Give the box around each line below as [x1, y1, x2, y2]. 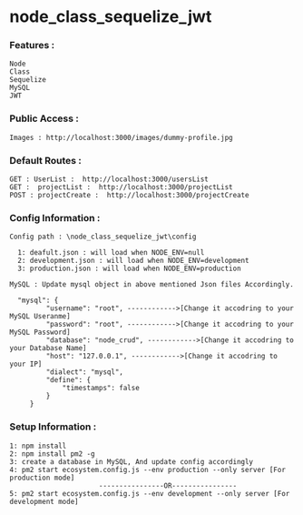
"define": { [45, 376, 92, 385]
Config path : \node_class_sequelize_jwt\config [9, 232, 197, 242]
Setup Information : [9, 420, 97, 433]
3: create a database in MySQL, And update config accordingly [9, 457, 254, 466]
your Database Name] [9, 344, 88, 353]
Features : [9, 39, 55, 52]
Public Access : [9, 112, 79, 125]
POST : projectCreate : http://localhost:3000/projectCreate [9, 191, 249, 200]
